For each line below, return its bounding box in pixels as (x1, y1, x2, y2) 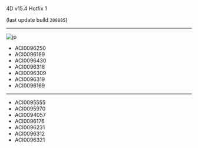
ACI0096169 (14, 82, 45, 89)
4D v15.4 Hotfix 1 (6, 5, 47, 12)
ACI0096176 (14, 117, 45, 125)
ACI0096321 (14, 136, 45, 143)
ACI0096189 (14, 51, 45, 58)
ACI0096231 (14, 124, 45, 131)
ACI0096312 (14, 130, 45, 137)
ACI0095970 (14, 105, 46, 112)
